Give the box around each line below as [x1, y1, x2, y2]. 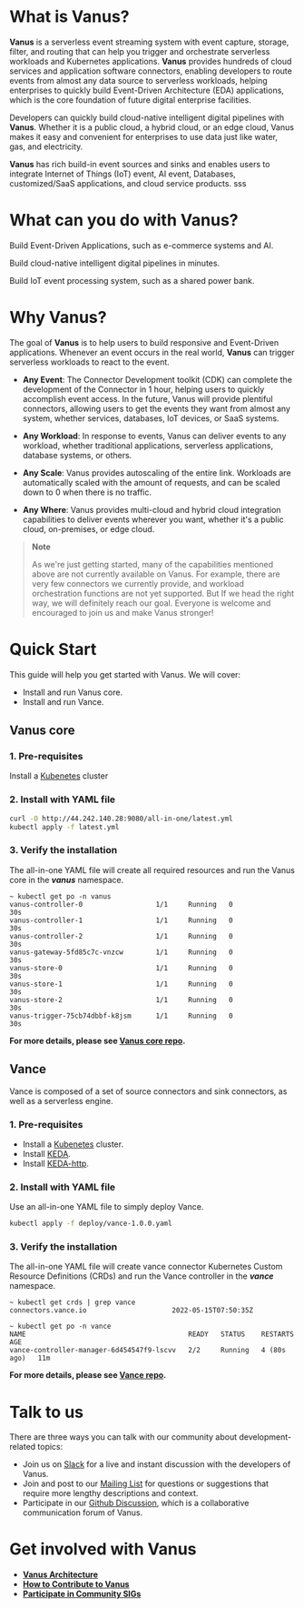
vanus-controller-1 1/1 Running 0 [9, 916, 233, 925]
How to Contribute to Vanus [22, 1579, 130, 1590]
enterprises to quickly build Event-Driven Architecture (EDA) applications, [9, 85, 284, 95]
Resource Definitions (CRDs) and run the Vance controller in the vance [9, 1271, 274, 1281]
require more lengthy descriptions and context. [22, 1488, 199, 1499]
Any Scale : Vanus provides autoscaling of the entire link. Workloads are [22, 467, 292, 478]
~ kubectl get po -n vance [9, 1322, 112, 1332]
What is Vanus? [9, 6, 130, 27]
